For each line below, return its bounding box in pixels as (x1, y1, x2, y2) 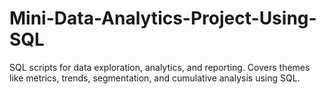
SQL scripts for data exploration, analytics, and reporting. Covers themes (9, 61, 311, 73)
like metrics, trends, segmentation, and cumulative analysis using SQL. (9, 72, 301, 84)
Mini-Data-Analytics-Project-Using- (9, 7, 317, 30)
